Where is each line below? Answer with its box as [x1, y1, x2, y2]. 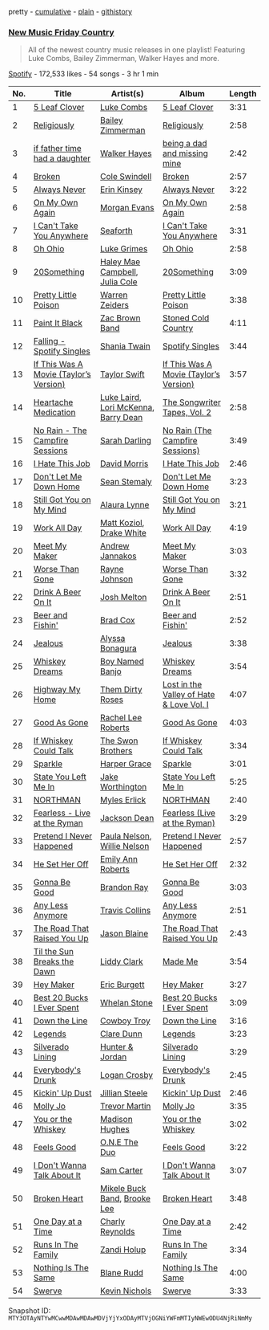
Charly [99, 1216, 126, 1227]
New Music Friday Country [8, 27, 114, 38]
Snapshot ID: [8, 1306, 51, 1316]
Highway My [33, 684, 82, 696]
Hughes [99, 1124, 130, 1135]
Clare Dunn [99, 1028, 143, 1039]
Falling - [33, 336, 66, 347]
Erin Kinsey [99, 184, 143, 195]
